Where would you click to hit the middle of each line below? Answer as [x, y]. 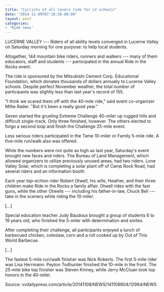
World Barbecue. [22, 241]
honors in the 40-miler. [28, 275]
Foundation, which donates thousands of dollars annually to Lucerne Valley [81, 82]
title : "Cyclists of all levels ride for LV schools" [61, 10]
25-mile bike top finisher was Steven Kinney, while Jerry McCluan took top [80, 270]
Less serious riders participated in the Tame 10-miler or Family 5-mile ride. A [82, 136]
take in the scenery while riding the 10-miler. [50, 197]
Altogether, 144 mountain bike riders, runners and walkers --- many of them [81, 56]
